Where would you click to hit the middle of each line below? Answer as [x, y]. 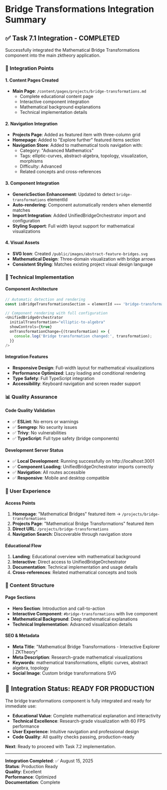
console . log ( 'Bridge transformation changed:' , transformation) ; [83, 336]
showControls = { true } [31, 327]
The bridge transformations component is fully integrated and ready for [78, 700]
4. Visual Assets [22, 243]
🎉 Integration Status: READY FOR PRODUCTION [80, 689]
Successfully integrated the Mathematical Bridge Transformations [73, 50]
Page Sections [20, 597]
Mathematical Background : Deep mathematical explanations [75, 619]
